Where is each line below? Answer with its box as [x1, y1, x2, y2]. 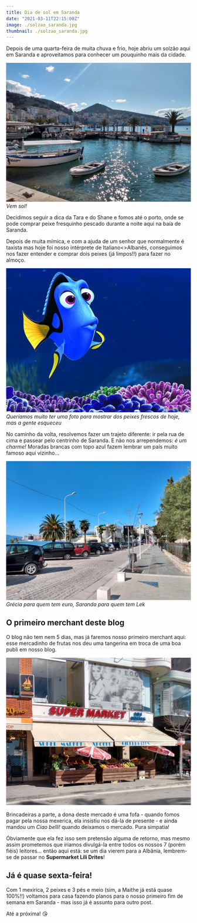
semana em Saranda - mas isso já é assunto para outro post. [6, 898, 153, 905]
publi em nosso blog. [6, 646, 57, 653]
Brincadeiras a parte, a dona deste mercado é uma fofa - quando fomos [6, 811, 180, 818]
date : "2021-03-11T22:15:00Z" [6, 15, 80, 22]
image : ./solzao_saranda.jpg [6, 22, 77, 28]
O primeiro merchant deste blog [6, 618, 125, 628]
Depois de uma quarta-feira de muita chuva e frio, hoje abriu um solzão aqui [6, 45, 191, 52]
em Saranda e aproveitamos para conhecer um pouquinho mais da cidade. [6, 51, 186, 58]
